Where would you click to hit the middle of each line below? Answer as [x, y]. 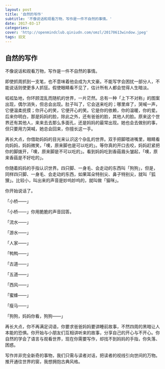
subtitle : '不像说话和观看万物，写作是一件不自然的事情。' [58, 19]
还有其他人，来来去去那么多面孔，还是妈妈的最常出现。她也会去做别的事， [84, 122]
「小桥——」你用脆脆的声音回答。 [40, 211]
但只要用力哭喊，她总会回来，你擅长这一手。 [50, 129]
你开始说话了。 [20, 191]
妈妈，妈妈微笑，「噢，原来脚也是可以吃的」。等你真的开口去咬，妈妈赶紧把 [84, 145]
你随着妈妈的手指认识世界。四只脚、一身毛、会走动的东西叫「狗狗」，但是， [82, 168]
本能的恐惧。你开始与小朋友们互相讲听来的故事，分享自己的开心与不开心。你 [82, 333]
